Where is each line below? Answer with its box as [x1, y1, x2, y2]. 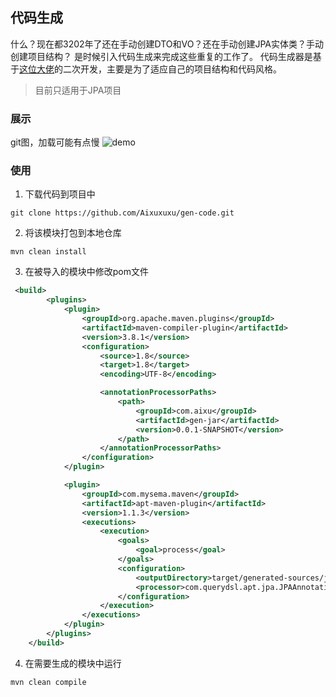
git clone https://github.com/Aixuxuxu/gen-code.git [10, 208, 235, 218]
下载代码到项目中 [24, 188, 96, 200]
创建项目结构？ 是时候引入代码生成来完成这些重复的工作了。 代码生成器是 [10, 50, 313, 62]
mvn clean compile [10, 677, 87, 687]
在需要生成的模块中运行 [24, 657, 122, 669]
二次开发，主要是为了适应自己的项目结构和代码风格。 [62, 63, 282, 75]
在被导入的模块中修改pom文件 [24, 266, 150, 278]
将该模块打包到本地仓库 [24, 227, 122, 239]
